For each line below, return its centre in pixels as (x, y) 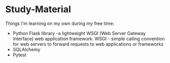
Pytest (19, 55)
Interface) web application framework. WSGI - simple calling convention (89, 39)
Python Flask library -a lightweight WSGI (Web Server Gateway (79, 33)
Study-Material (38, 9)
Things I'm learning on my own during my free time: (60, 23)
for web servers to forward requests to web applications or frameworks (88, 44)
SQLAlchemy (26, 49)
